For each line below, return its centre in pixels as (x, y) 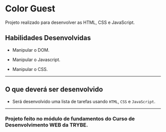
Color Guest (30, 9)
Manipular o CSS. (30, 69)
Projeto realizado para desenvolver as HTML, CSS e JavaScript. (70, 22)
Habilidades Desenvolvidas (48, 38)
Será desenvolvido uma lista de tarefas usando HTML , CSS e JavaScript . (84, 101)
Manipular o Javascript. (36, 60)
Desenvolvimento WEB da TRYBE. (47, 125)
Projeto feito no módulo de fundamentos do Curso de (70, 119)
